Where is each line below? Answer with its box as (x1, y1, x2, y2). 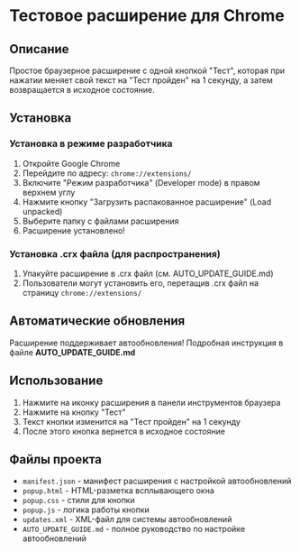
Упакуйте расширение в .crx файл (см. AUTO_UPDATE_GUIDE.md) (22, 268, 274, 279)
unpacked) (22, 206, 63, 216)
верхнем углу (22, 187, 76, 197)
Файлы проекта (9, 452, 102, 467)
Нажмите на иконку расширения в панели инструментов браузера (22, 397, 281, 408)
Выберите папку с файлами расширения (22, 216, 179, 226)
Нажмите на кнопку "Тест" (22, 407, 126, 418)
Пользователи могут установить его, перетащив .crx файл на (22, 277, 259, 289)
